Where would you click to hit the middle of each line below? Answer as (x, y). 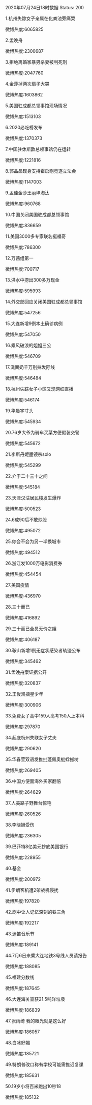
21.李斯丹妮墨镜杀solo (28, 454)
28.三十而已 (18, 607)
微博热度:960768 (23, 204)
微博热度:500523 (23, 509)
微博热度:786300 (23, 247)
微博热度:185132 (22, 1097)
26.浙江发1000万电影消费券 (34, 563)
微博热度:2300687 (25, 51)
